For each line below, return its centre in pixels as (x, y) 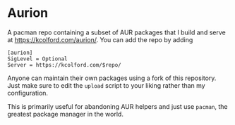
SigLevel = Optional (38, 59)
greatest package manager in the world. (65, 114)
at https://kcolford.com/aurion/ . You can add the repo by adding (100, 39)
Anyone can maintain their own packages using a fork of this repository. (112, 78)
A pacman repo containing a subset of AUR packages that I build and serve (116, 32)
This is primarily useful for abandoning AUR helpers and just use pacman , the (117, 106)
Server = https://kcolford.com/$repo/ (64, 65)
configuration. (28, 93)
